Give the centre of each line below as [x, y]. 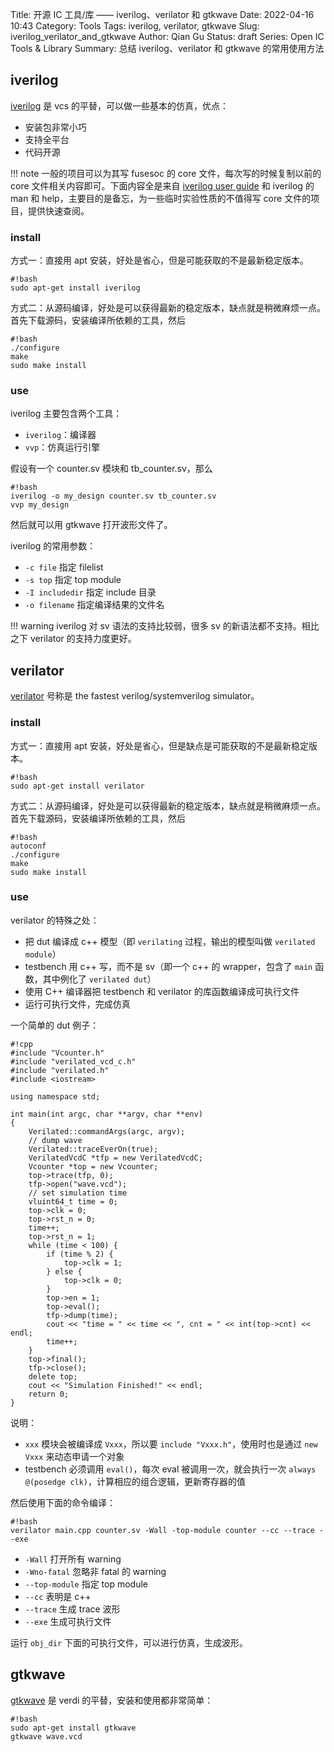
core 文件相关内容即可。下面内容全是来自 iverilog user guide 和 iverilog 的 [162, 185]
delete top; [53, 1376]
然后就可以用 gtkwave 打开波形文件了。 [91, 525]
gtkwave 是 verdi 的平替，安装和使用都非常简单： [112, 1700]
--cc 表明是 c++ [58, 1596]
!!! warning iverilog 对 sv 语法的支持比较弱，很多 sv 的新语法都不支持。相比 [165, 626]
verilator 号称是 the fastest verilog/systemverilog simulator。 [135, 696]
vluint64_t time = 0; [73, 1201]
